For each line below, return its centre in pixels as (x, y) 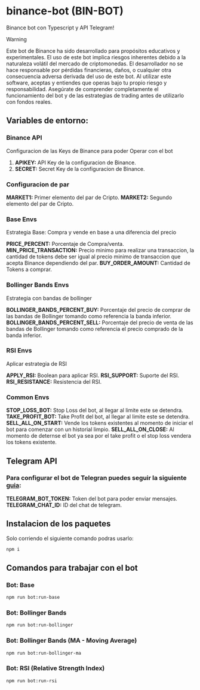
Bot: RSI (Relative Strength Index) (56, 668)
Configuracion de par (38, 184)
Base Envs (21, 219)
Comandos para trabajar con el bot (72, 568)
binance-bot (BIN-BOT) (65, 11)
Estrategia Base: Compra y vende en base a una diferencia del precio (91, 233)
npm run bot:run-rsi (32, 681)
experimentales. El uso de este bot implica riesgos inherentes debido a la (96, 57)
